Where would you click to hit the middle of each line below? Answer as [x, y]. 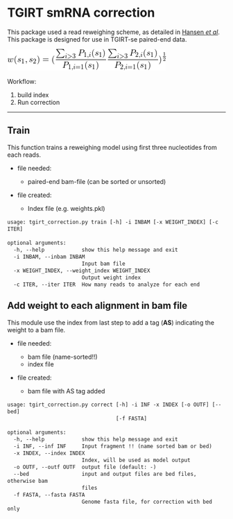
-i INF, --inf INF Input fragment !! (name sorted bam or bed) [113, 446]
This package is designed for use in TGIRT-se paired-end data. [97, 39]
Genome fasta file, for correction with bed [147, 502]
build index [33, 94]
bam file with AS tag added [66, 391]
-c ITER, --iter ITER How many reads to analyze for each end [106, 284]
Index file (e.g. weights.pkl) [66, 208]
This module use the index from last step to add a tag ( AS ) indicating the [111, 322]
